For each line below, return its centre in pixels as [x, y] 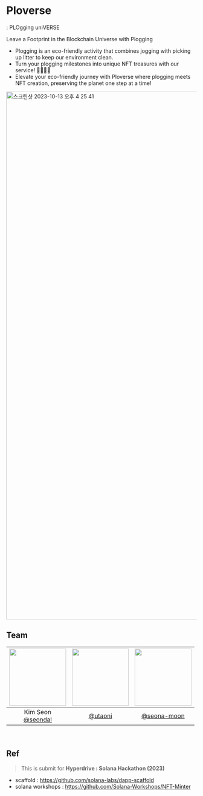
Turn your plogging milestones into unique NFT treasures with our [97, 64]
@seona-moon [163, 715]
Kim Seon [37, 712]
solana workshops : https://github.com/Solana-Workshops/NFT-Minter [103, 786]
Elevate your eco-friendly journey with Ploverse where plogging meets [103, 76]
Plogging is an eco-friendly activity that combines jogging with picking [103, 51]
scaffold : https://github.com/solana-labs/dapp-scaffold [84, 780]
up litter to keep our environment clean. [64, 57]
